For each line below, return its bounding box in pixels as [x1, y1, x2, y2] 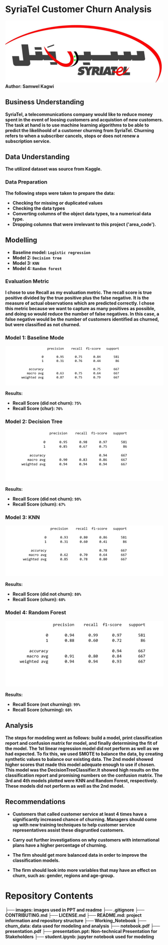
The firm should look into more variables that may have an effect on [12, 867, 156, 873]
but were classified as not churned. [5, 321, 81, 327]
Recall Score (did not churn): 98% [12, 496, 82, 502]
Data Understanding [5, 153, 70, 161]
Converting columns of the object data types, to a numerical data [12, 210, 151, 216]
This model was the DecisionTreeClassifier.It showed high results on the [5, 766, 159, 773]
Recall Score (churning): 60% [12, 707, 73, 713]
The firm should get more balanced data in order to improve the [12, 852, 147, 858]
